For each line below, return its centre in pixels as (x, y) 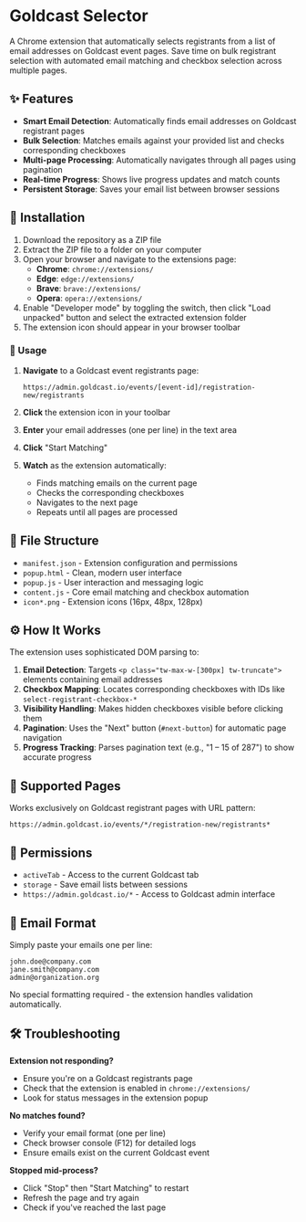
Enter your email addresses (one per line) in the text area (130, 429)
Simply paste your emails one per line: (81, 944)
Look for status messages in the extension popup (115, 1098)
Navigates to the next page (87, 502)
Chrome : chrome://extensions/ (95, 269)
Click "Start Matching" (65, 448)
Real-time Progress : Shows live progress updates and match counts (151, 179)
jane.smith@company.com (55, 969)
